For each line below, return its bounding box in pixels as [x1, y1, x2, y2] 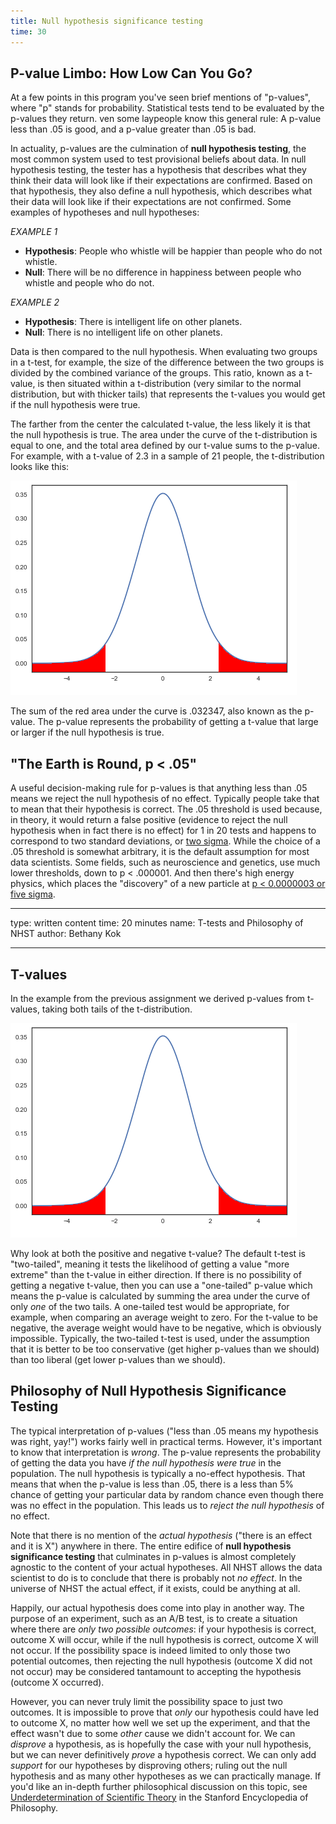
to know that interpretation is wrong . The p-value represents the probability [10, 1446, 322, 1458]
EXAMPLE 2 [10, 296, 60, 309]
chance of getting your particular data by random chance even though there [10, 1488, 324, 1500]
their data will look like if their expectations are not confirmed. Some [10, 196, 292, 208]
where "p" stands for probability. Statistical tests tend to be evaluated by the [10, 102, 325, 114]
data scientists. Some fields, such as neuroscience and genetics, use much [10, 856, 321, 869]
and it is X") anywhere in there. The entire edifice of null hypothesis [10, 1540, 292, 1552]
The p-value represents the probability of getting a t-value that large [37, 716, 319, 728]
